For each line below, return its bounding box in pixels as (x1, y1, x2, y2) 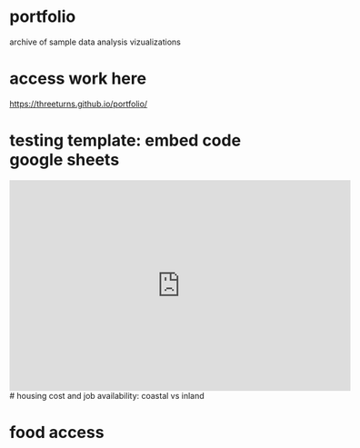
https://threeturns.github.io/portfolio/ (9, 98, 148, 109)
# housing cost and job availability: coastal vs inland (9, 390, 205, 401)
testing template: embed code (9, 130, 242, 151)
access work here (9, 68, 147, 89)
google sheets (9, 150, 120, 170)
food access (9, 423, 105, 443)
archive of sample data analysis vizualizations (9, 36, 182, 47)
